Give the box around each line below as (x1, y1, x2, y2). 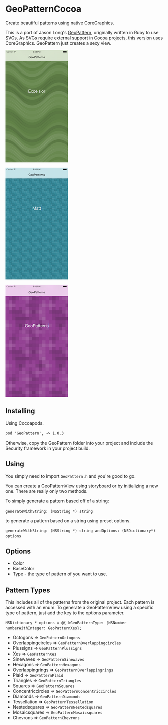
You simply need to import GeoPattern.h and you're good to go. (5, 473, 136, 479)
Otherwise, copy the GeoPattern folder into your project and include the (5, 440, 153, 446)
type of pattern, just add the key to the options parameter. (5, 610, 125, 616)
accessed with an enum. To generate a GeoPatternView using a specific (5, 605, 154, 611)
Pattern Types (5, 586, 50, 594)
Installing (5, 407, 35, 415)
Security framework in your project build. (5, 445, 90, 451)
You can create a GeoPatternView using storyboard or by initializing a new (5, 483, 158, 489)
